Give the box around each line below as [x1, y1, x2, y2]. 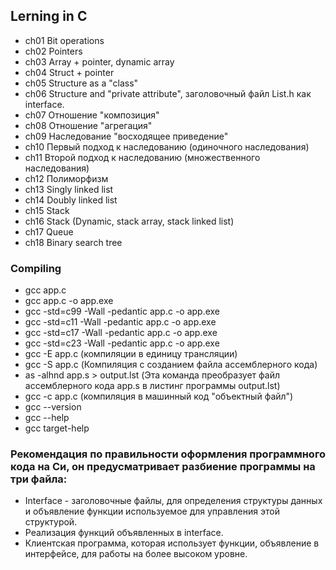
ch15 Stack [24, 204, 70, 216]
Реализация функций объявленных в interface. [24, 527, 224, 539]
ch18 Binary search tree [24, 236, 123, 248]
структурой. [24, 516, 78, 528]
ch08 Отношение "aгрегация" [24, 119, 153, 131]
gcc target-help [24, 422, 90, 434]
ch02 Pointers [24, 45, 83, 57]
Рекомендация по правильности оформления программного [10, 447, 326, 461]
